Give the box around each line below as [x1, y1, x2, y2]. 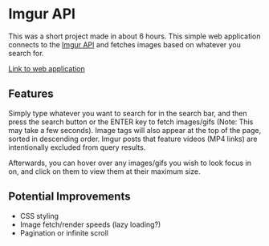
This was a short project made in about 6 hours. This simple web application [8, 31, 261, 41]
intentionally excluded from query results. [8, 142, 146, 152]
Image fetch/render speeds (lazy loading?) [19, 220, 161, 229]
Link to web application [8, 63, 86, 73]
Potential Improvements [8, 190, 131, 204]
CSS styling [19, 211, 59, 220]
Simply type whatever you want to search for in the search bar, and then [8, 108, 247, 118]
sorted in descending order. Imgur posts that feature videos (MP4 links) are [8, 134, 258, 143]
